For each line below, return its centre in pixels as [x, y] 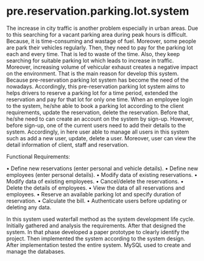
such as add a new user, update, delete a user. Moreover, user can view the [101, 138]
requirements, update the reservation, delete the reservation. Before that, [98, 112]
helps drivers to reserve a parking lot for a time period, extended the [92, 93]
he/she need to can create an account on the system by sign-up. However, [100, 119]
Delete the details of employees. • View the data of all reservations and [96, 188]
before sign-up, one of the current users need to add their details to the [96, 125]
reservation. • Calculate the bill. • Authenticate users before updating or [97, 201]
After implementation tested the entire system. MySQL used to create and [99, 245]
